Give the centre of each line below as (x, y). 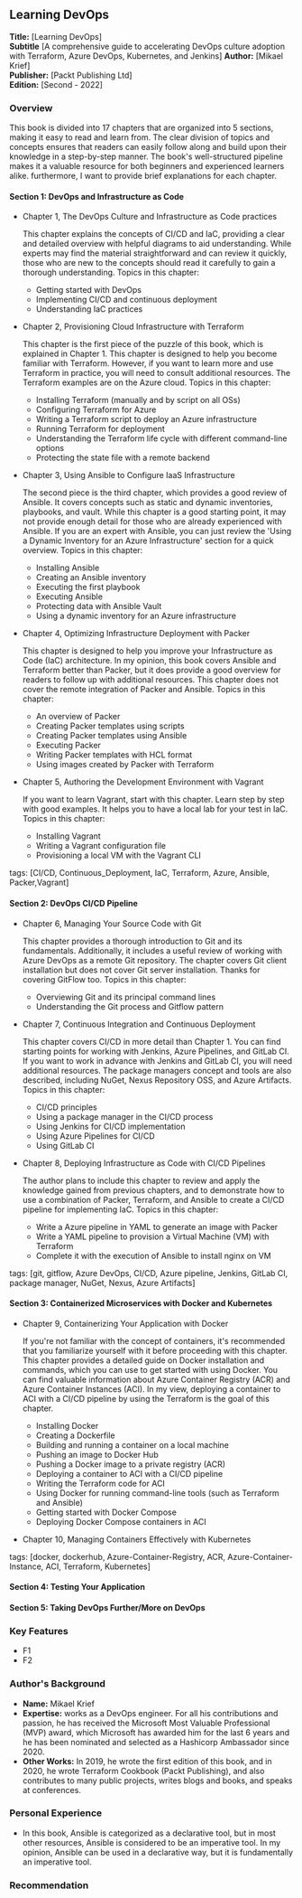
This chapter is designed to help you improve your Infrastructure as (147, 651)
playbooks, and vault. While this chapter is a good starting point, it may (154, 512)
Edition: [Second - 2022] (56, 84)
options (50, 448)
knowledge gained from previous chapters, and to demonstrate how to (153, 1190)
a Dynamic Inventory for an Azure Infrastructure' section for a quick (148, 540)
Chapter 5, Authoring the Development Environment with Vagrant (143, 782)
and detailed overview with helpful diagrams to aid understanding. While (157, 244)
